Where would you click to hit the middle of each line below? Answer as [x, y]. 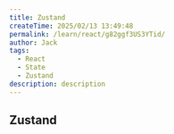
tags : [19, 51]
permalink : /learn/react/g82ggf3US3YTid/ [87, 34]
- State [32, 68]
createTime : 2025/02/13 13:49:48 [71, 26]
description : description [57, 84]
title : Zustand [37, 17]
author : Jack [33, 42]
